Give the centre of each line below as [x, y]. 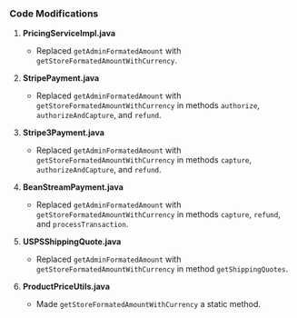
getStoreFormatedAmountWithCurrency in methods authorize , [148, 105]
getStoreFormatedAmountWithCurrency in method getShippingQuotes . [162, 269]
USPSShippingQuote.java [72, 242]
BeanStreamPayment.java [73, 187]
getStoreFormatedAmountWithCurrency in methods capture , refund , [158, 214]
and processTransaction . [82, 224]
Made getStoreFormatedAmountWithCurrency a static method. [148, 304]
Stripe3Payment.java [63, 133]
